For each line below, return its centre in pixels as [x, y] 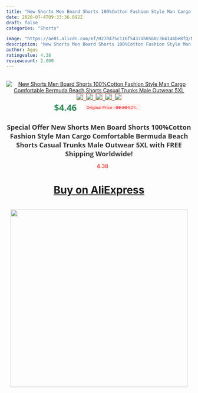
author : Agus [22, 50]
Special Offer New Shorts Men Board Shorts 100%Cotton [99, 127]
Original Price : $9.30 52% [112, 107]
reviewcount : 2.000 [30, 61]
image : [14, 39]
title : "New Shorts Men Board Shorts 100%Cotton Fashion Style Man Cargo [99, 12]
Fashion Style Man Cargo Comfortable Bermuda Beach [99, 136]
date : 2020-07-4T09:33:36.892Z [44, 17]
